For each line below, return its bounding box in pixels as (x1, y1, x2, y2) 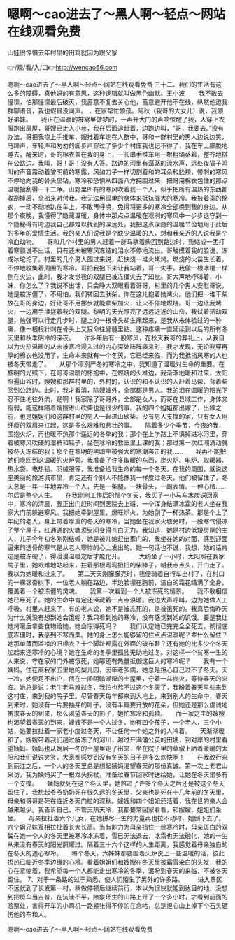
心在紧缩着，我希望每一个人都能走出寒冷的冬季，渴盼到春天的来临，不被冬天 (7, 866, 228, 874)
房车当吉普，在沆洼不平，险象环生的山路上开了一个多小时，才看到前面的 (19, 892, 228, 901)
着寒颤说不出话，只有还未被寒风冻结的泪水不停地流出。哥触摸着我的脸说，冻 (7, 246, 228, 254)
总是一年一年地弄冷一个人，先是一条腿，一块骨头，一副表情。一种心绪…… (13, 482, 227, 490)
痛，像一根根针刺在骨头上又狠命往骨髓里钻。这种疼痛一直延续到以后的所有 (7, 324, 222, 333)
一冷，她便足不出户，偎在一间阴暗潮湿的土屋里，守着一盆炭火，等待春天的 (7, 674, 222, 682)
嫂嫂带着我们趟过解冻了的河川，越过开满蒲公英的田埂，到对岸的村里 (25, 735, 222, 744)
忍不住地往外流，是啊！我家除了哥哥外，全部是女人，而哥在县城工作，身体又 (7, 394, 228, 403)
